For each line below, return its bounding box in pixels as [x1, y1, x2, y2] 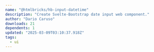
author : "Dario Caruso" [5, 16, 55, 21]
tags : [5, 35, 17, 40]
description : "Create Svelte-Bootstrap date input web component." [5, 12, 150, 17]
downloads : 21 [5, 21, 35, 26]
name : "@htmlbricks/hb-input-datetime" [5, 7, 89, 12]
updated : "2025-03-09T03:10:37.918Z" [5, 30, 85, 35]
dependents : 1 [5, 26, 35, 31]
